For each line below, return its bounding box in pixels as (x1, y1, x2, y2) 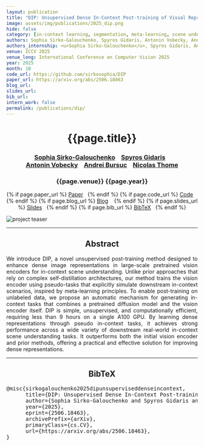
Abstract (84, 239, 120, 249)
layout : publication (6, 9, 59, 15)
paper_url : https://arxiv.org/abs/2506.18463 (6, 77, 123, 83)
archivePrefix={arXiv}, (25, 415, 97, 422)
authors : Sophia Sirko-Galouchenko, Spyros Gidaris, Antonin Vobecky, (6, 37, 189, 43)
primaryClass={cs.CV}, (25, 421, 93, 428)
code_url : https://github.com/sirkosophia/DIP (6, 71, 126, 77)
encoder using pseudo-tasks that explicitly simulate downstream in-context (6, 280, 198, 288)
